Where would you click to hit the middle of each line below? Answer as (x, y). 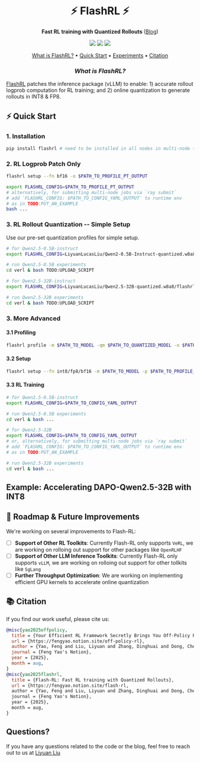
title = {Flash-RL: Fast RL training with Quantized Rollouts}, (93, 680)
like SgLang (28, 569)
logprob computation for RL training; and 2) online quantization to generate (98, 90)
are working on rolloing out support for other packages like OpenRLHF (99, 549)
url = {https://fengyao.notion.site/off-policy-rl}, (78, 641)
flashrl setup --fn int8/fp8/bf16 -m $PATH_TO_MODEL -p (77, 371)
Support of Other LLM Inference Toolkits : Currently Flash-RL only (96, 556)
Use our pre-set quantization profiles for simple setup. (73, 237)
